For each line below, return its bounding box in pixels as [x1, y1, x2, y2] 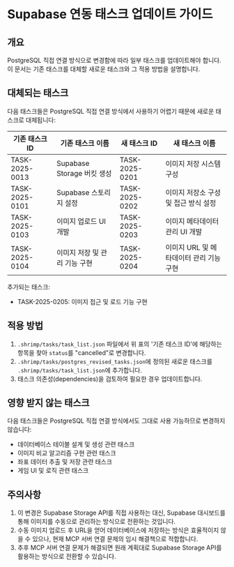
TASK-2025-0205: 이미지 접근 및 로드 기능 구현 [17, 297, 148, 305]
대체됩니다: [25, 116, 56, 124]
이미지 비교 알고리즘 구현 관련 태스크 [17, 449, 116, 458]
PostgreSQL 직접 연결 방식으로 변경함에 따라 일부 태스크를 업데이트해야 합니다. [7, 56, 221, 64]
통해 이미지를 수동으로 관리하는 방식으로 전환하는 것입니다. [17, 517, 176, 526]
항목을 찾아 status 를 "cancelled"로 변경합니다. [17, 348, 146, 356]
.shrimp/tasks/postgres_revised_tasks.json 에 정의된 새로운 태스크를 [17, 357, 212, 365]
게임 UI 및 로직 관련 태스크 [17, 467, 89, 475]
